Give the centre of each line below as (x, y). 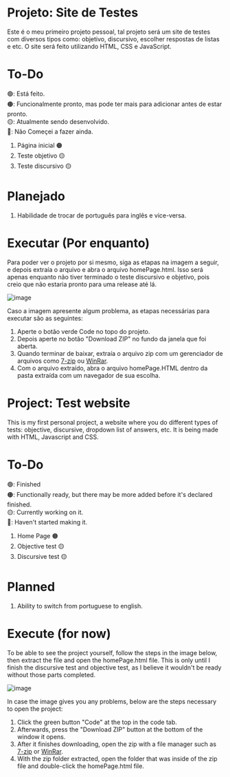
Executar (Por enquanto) (78, 243)
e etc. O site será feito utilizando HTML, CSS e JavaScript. (89, 46)
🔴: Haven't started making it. (47, 522)
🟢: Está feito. (26, 94)
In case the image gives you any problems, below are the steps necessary (112, 701)
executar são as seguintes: (45, 318)
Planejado (36, 196)
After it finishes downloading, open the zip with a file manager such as (117, 744)
